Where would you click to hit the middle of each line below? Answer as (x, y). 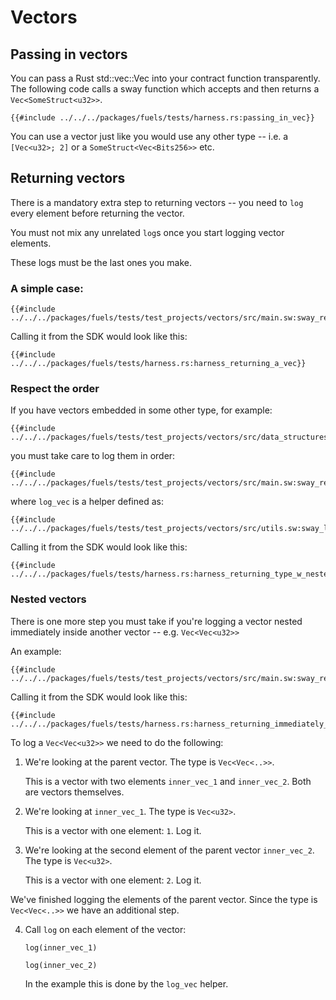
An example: (36, 651)
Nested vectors (48, 599)
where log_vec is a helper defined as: (87, 502)
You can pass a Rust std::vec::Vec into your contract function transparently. (165, 78)
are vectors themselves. (74, 792)
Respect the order (55, 389)
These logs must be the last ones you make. (101, 262)
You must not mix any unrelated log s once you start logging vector (147, 232)
